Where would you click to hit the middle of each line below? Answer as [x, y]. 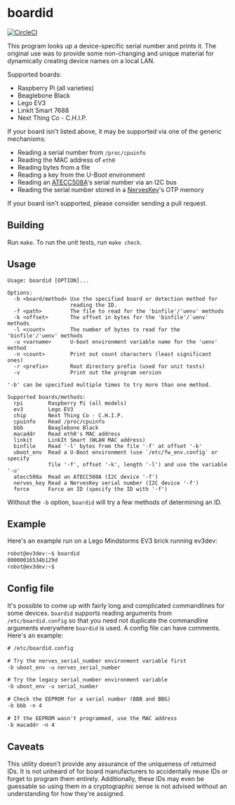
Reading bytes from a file [54, 167]
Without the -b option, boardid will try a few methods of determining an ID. [115, 502]
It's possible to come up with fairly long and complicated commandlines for [116, 605]
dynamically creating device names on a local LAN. [81, 60]
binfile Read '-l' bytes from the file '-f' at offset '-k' [108, 446]
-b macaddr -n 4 [31, 725]
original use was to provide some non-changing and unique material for [110, 53]
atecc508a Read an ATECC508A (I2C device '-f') [86, 477]
